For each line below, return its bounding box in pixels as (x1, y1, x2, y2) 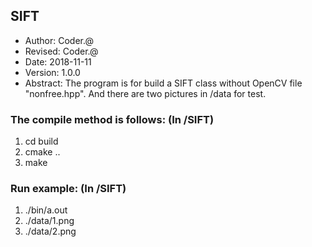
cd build (24, 135, 59, 148)
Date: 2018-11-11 (24, 55, 92, 68)
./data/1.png (24, 215, 75, 227)
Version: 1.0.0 (24, 66, 81, 78)
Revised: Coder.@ (24, 45, 99, 57)
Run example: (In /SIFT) (10, 182, 127, 196)
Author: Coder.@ (24, 34, 94, 46)
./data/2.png (24, 225, 77, 238)
